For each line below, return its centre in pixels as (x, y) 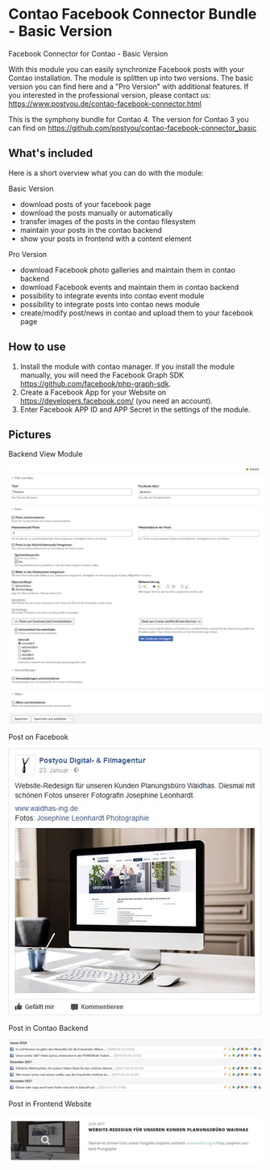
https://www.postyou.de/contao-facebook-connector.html (105, 103)
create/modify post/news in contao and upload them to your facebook (137, 313)
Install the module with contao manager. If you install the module (127, 366)
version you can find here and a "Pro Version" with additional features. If (129, 87)
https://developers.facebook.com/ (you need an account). (116, 400)
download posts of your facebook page (85, 204)
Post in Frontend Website (50, 1104)
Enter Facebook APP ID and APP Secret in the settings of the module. (135, 409)
